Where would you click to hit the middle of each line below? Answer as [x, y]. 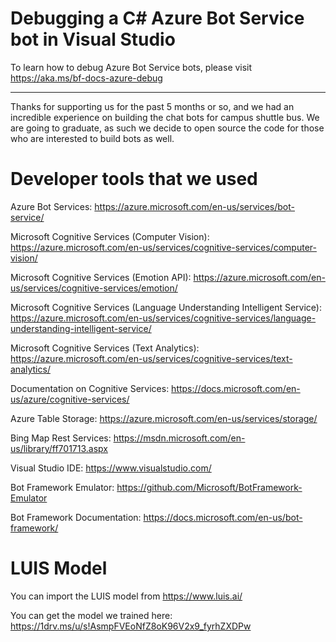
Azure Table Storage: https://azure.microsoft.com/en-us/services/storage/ [164, 418]
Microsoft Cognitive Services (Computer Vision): [110, 236]
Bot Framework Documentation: [76, 517]
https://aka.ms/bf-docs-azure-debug [86, 78]
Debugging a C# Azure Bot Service [157, 18]
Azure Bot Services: [51, 206]
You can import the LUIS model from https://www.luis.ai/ [126, 596]
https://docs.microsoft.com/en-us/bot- [223, 517]
